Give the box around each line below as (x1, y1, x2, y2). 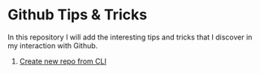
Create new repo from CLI (19, 56, 107, 66)
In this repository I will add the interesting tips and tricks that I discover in (7, 32, 253, 42)
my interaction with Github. (7, 40, 98, 50)
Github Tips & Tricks (7, 6, 148, 24)
